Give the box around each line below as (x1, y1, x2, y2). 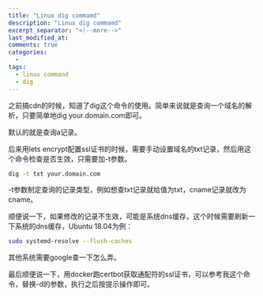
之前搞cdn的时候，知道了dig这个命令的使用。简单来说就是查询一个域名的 (8, 101, 246, 110)
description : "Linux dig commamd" (8, 19, 122, 27)
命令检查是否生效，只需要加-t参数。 (14, 154, 132, 163)
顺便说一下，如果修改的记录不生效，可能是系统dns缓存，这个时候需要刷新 (8, 211, 249, 222)
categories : (8, 48, 47, 56)
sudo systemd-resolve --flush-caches (8, 237, 133, 245)
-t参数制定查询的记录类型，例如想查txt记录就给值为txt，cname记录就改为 (8, 185, 246, 195)
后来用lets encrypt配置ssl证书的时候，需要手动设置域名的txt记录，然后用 (8, 144, 245, 154)
